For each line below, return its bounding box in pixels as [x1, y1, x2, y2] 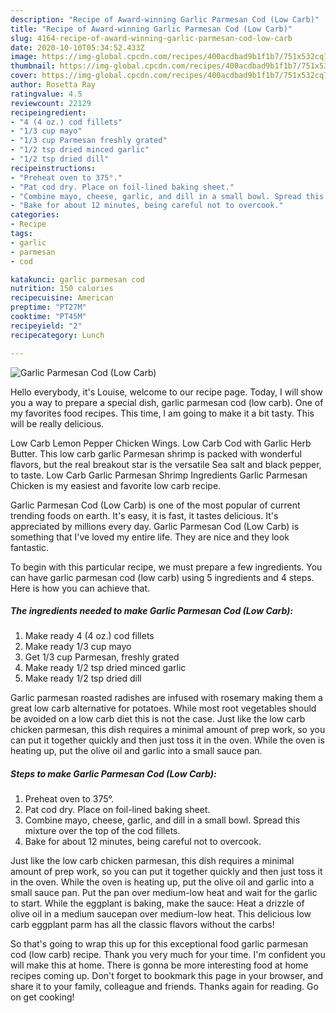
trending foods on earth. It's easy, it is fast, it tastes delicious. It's [10, 509, 279, 521]
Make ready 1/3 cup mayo [24, 641, 132, 653]
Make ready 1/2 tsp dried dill [24, 672, 142, 685]
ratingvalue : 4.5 [10, 89, 83, 99]
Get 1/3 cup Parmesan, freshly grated [24, 651, 180, 663]
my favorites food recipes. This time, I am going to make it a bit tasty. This [10, 407, 315, 419]
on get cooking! [10, 991, 75, 1003]
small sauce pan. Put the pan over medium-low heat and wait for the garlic [10, 887, 318, 899]
